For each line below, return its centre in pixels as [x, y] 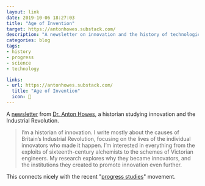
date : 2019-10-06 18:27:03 [41, 18]
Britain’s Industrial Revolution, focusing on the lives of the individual [106, 138]
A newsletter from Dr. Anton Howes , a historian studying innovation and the [101, 114]
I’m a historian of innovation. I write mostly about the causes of [100, 132]
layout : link [23, 12]
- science [19, 63]
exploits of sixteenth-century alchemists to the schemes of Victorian [107, 152]
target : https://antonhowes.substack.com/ [61, 29]
